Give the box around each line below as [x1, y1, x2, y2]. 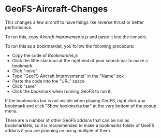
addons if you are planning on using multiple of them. [5, 127, 111, 133]
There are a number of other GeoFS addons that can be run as [5, 117, 130, 123]
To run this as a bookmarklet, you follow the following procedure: [5, 43, 134, 49]
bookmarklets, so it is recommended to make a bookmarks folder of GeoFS [5, 122, 155, 128]
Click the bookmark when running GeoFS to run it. [12, 88, 112, 94]
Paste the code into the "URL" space [12, 78, 85, 84]
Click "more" [12, 68, 38, 73]
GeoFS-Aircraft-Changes [5, 3, 108, 14]
